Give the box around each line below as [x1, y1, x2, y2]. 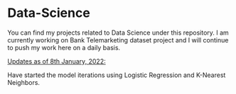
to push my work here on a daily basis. [7, 43, 121, 52]
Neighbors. [7, 78, 41, 86]
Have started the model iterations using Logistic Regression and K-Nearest [7, 71, 226, 79]
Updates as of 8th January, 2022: [7, 57, 106, 65]
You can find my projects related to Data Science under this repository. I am [7, 28, 229, 37]
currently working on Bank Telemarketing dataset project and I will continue [7, 35, 229, 44]
